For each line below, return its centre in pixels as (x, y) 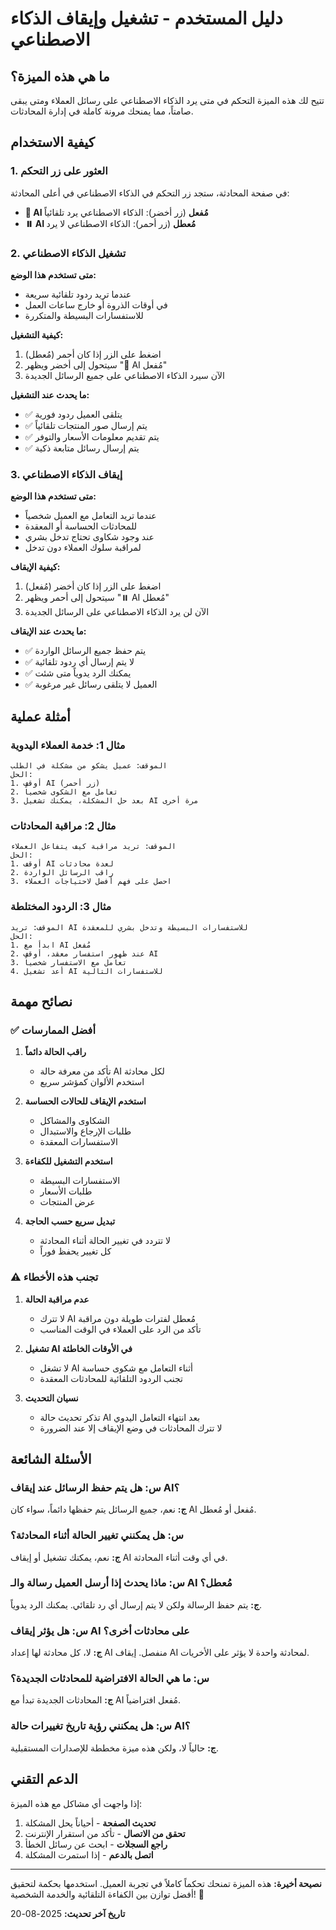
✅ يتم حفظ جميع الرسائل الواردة (85, 651)
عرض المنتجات (67, 1202)
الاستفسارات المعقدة (78, 1142)
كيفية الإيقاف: (35, 567)
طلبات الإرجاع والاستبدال (85, 1131)
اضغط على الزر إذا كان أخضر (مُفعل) (93, 586)
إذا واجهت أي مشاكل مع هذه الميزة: (76, 1803)
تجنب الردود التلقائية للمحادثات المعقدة (111, 1378)
